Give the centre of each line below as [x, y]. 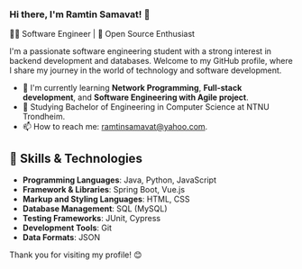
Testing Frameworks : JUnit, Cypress [91, 219]
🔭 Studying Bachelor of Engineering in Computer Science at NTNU [146, 107]
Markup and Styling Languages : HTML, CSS [106, 199]
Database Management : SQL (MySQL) [95, 209]
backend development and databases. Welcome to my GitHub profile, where [151, 61]
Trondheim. [44, 117]
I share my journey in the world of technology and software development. [146, 70]
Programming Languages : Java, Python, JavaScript [119, 180]
